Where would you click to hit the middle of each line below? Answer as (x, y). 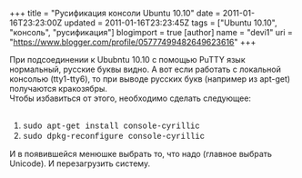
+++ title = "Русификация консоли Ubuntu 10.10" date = (115, 13)
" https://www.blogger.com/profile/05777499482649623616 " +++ (133, 42)
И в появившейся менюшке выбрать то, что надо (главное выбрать (141, 154)
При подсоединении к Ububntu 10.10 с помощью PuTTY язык (127, 59)
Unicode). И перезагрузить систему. (80, 163)
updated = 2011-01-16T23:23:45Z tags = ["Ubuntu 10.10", (171, 23)
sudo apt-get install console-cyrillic (111, 126)
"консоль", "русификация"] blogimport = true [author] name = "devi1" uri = (151, 32)
